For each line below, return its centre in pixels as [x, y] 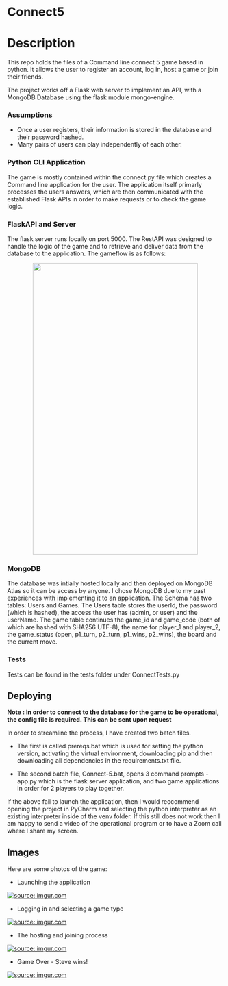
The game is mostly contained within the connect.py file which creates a [109, 177]
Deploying [29, 696]
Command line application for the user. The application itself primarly [104, 184]
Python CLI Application [46, 162]
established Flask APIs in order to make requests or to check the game [107, 199]
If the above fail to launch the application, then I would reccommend [103, 802]
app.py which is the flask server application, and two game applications [118, 781]
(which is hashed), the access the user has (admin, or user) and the [102, 613]
